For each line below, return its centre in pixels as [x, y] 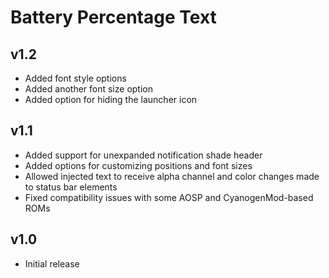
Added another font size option [88, 89]
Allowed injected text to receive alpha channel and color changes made [172, 176]
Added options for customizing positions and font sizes [138, 165]
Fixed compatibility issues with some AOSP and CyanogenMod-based [169, 197]
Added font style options [75, 78]
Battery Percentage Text [113, 17]
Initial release [52, 263]
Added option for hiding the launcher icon [111, 99]
